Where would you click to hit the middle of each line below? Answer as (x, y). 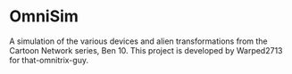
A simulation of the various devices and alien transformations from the (138, 41)
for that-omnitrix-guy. (49, 60)
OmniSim (44, 16)
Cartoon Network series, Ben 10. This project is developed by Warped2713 (146, 50)
